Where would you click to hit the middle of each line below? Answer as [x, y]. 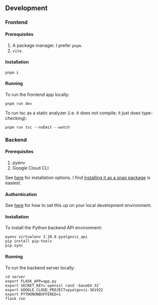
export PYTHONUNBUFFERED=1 [33, 294]
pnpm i [12, 72]
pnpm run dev [19, 103]
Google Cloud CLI [30, 168]
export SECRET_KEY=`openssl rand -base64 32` [53, 286]
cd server [15, 277]
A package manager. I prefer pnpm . [47, 45]
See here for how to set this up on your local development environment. [79, 205]
